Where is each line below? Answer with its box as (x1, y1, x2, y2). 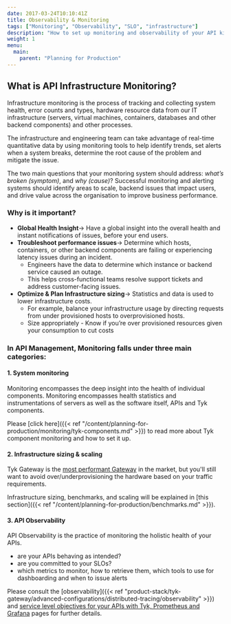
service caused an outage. (27, 268, 103, 276)
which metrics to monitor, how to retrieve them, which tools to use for (16, 567, 214, 575)
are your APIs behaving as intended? (16, 552, 122, 561)
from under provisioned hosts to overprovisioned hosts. (27, 311, 186, 320)
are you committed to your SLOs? (16, 559, 112, 568)
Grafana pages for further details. (7, 610, 102, 618)
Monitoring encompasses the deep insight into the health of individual (7, 384, 205, 392)
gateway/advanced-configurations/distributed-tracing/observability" (7, 594, 201, 603)
